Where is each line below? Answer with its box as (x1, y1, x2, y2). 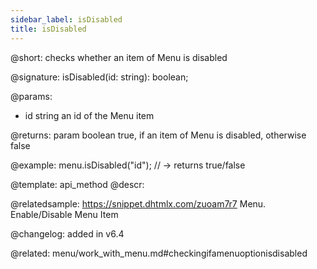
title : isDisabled (10, 24, 87, 34)
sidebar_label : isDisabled (10, 14, 123, 25)
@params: (10, 90, 53, 102)
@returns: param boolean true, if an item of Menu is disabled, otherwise (10, 129, 307, 141)
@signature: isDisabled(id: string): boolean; (10, 71, 189, 83)
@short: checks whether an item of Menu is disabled (10, 51, 228, 63)
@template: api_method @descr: (10, 178, 145, 190)
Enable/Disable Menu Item (10, 208, 119, 220)
